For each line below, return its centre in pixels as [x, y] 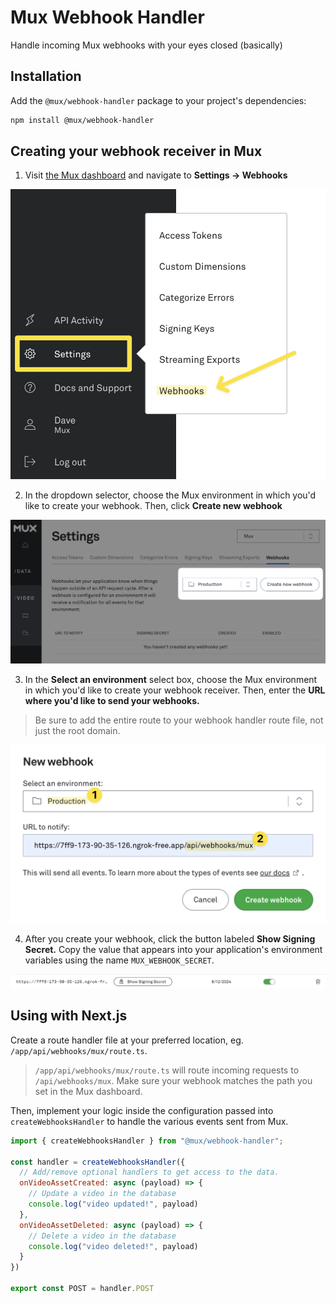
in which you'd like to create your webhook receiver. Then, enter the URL [175, 690]
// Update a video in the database [102, 1194]
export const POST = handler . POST [82, 1289]
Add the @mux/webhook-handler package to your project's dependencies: [158, 100]
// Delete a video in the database [102, 1236]
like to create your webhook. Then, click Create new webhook [153, 505]
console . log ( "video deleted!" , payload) [113, 1246]
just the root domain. [77, 731]
